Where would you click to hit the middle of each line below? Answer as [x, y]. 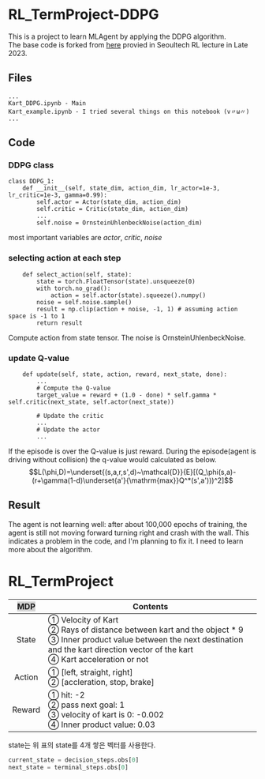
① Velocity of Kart [83, 619]
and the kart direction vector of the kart [121, 649]
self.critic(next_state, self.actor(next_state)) [91, 402]
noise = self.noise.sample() [84, 302]
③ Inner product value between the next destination [146, 639]
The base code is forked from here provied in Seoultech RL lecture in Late [128, 44]
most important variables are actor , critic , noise [85, 238]
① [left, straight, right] [90, 672]
